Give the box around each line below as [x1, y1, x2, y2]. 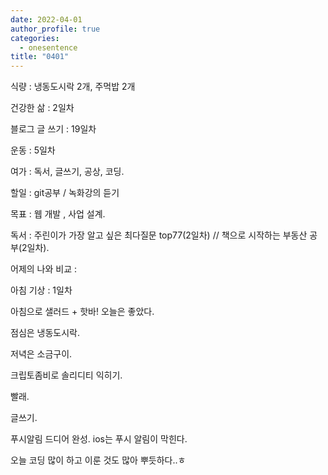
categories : [10, 33, 60, 43]
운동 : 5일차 [10, 144, 56, 156]
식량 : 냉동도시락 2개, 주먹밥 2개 [10, 81, 136, 93]
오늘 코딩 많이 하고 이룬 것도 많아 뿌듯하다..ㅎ [10, 454, 187, 466]
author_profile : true [10, 24, 101, 34]
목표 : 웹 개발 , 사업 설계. [10, 208, 106, 220]
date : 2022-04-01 [10, 14, 83, 25]
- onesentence [19, 42, 78, 53]
